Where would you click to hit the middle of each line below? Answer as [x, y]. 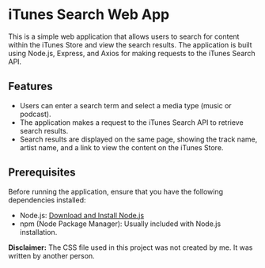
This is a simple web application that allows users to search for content [124, 36]
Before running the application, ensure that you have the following [116, 191]
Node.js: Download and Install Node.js [82, 215]
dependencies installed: [47, 200]
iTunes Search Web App [89, 15]
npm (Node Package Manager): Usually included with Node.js [120, 224]
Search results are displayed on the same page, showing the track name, [138, 139]
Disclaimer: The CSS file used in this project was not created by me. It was [131, 247]
